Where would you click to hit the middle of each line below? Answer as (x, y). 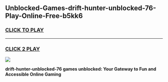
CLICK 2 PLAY (22, 49)
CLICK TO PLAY (24, 30)
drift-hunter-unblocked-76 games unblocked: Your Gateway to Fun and (81, 69)
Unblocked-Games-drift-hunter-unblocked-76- (81, 8)
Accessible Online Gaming (33, 74)
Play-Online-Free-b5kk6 (44, 16)
